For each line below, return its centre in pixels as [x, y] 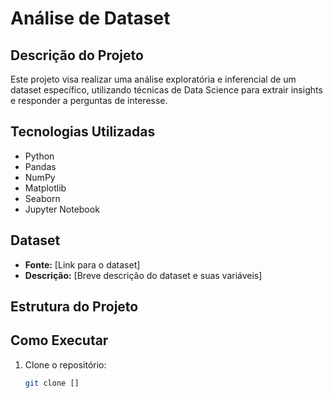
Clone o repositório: [65, 364]
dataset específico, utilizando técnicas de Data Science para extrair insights [166, 90]
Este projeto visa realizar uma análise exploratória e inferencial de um [153, 79]
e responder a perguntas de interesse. [89, 100]
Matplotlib [45, 188]
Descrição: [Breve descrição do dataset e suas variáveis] [143, 275]
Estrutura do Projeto [74, 307]
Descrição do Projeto [77, 55]
